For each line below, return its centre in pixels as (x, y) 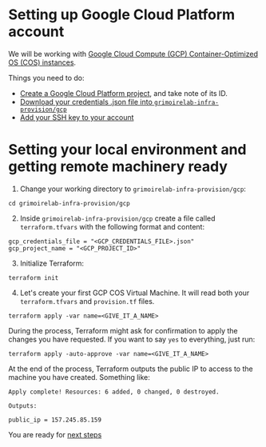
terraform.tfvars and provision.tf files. (87, 301)
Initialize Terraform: (52, 263)
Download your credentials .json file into (86, 102)
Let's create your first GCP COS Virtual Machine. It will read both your (135, 293)
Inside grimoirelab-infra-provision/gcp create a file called (117, 218)
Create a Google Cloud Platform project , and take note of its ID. (123, 93)
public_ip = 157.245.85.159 (55, 420)
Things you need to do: (46, 78)
